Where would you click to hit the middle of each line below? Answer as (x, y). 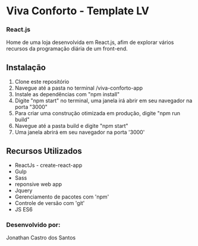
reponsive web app (38, 184)
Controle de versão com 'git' (50, 203)
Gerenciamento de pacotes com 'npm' (62, 197)
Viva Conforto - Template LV (78, 11)
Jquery (23, 191)
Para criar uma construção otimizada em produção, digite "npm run (97, 113)
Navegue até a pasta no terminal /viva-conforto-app (79, 88)
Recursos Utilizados (44, 151)
